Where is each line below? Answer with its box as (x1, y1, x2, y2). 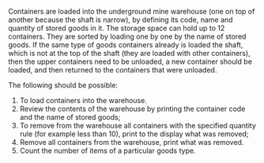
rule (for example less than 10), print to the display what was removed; (19, 129, 249, 139)
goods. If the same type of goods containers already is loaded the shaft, (8, 40, 243, 50)
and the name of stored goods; (19, 113, 121, 121)
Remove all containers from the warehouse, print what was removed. (19, 138, 244, 146)
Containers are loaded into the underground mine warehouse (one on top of (8, 7, 255, 16)
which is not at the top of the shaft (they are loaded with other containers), (8, 49, 251, 57)
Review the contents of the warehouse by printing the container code (19, 104, 246, 113)
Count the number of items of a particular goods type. (19, 146, 196, 155)
